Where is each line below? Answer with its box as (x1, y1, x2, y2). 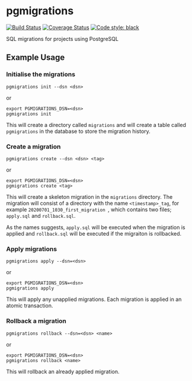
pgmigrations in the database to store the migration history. (6, 128, 151, 135)
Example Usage (6, 52, 65, 63)
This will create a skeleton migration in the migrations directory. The (6, 193, 173, 200)
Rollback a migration (6, 317, 67, 325)
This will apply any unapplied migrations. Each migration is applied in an (6, 296, 182, 303)
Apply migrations (6, 245, 57, 253)
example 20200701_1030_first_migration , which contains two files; (6, 206, 172, 213)
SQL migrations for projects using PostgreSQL (6, 35, 119, 42)
